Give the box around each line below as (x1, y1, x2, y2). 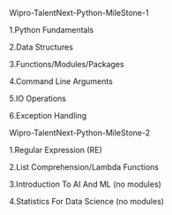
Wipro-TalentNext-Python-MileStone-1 (9, 8, 149, 18)
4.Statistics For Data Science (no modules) (9, 196, 165, 206)
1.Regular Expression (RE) (9, 145, 103, 155)
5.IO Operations (9, 93, 66, 104)
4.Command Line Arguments (9, 76, 113, 87)
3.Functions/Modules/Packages (9, 59, 125, 69)
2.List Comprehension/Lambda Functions (9, 162, 159, 172)
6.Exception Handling (9, 111, 87, 120)
